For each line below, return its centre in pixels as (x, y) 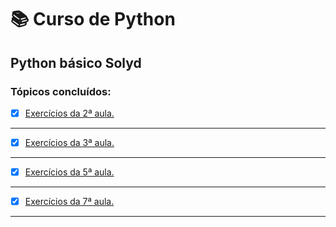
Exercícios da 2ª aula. (69, 113)
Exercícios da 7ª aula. (69, 202)
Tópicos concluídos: (61, 91)
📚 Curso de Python (93, 19)
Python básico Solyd (76, 62)
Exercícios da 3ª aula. (69, 142)
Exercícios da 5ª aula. (69, 172)
